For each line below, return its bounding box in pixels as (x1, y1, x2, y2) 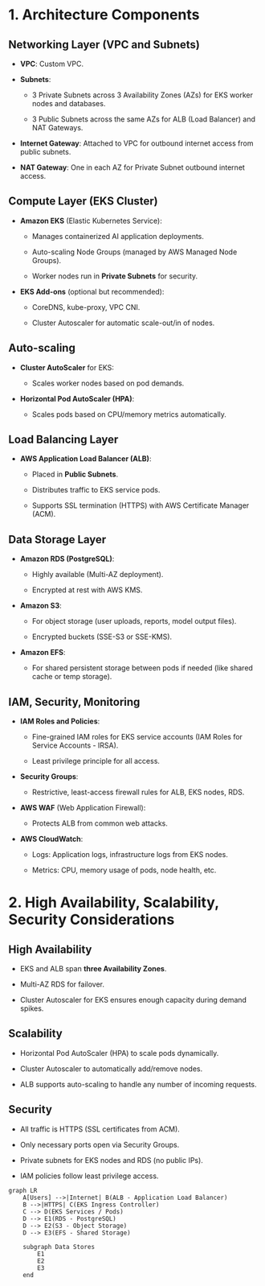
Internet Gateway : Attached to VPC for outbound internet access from (19, 138, 254, 148)
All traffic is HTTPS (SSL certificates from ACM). (19, 1124, 181, 1134)
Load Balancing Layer (8, 433, 119, 447)
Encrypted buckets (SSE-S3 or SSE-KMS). (31, 632, 173, 641)
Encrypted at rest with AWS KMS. (31, 585, 143, 595)
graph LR (8, 1186, 38, 1194)
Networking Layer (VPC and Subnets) (8, 38, 201, 52)
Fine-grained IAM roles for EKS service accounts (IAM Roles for (31, 732, 243, 742)
